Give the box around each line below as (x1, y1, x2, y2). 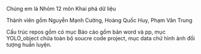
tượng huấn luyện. (6, 41, 52, 48)
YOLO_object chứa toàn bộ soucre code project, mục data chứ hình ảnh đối (6, 35, 196, 41)
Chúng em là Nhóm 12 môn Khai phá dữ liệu (6, 5, 116, 12)
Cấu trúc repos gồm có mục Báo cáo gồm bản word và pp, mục (6, 28, 166, 35)
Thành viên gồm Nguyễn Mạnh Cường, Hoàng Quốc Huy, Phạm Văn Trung (6, 17, 193, 23)
